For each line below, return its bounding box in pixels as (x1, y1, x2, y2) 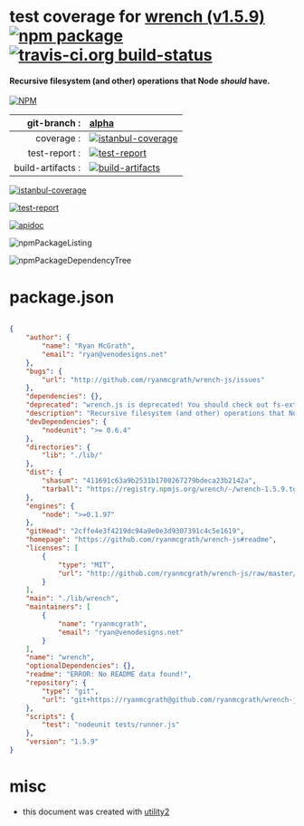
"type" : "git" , (42, 687, 100, 696)
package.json (9, 287, 115, 307)
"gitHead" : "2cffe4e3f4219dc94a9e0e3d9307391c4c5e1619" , (25, 527, 245, 536)
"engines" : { (25, 501, 75, 511)
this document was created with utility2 (22, 806, 170, 817)
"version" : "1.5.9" (25, 737, 100, 746)
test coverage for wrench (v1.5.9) (9, 6, 265, 27)
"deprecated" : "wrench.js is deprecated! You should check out (25, 400, 270, 409)
